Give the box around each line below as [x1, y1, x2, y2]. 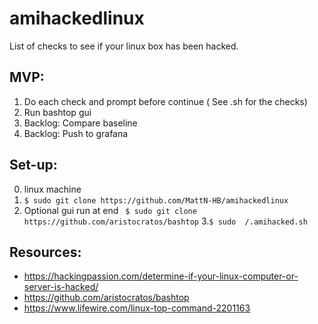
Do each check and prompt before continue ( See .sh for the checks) [23, 95, 308, 107]
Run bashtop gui [23, 106, 92, 118]
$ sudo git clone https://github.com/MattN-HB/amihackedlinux [23, 195, 289, 206]
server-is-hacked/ [23, 281, 99, 293]
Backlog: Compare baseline [23, 117, 138, 129]
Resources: [9, 243, 82, 261]
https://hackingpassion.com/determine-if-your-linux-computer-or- [23, 270, 299, 282]
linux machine [23, 183, 82, 195]
